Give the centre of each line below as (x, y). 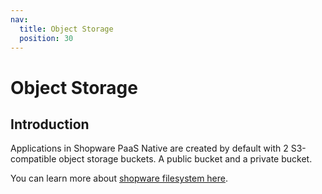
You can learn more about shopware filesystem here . (119, 178)
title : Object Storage (66, 29)
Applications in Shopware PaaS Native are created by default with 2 (149, 148)
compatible (33, 159)
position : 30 (46, 38)
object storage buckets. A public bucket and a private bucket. (185, 159)
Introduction (50, 124)
